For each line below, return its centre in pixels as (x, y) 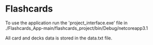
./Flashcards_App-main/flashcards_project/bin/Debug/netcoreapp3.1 (76, 28)
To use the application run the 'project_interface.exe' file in (66, 23)
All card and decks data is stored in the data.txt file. (59, 38)
